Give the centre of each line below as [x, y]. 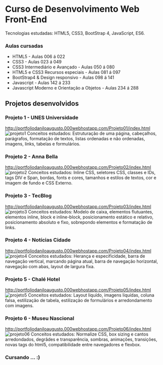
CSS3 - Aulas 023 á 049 [37, 62]
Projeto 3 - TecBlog [28, 196]
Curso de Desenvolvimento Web [72, 9]
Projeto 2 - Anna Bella [31, 156]
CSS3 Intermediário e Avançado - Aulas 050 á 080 [63, 67]
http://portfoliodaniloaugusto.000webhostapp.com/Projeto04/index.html [78, 251]
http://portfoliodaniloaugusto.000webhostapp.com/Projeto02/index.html [78, 167]
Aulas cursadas [24, 46]
